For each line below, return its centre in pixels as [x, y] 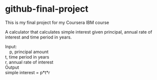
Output [12, 67]
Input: [11, 46]
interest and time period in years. [39, 37]
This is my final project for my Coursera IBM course [57, 22]
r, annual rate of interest [29, 62]
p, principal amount [29, 52]
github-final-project [47, 9]
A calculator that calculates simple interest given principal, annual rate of [79, 32]
